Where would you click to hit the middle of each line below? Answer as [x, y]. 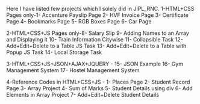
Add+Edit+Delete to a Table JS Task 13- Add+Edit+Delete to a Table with [96, 46]
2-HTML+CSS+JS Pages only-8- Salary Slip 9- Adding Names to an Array [98, 33]
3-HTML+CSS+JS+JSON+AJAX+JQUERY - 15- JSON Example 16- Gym [95, 64]
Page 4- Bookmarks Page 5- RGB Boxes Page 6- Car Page [79, 21]
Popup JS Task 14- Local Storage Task [54, 52]
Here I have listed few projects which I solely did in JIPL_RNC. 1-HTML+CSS [100, 9]
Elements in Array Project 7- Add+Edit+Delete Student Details [83, 95]
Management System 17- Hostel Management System [73, 70]
